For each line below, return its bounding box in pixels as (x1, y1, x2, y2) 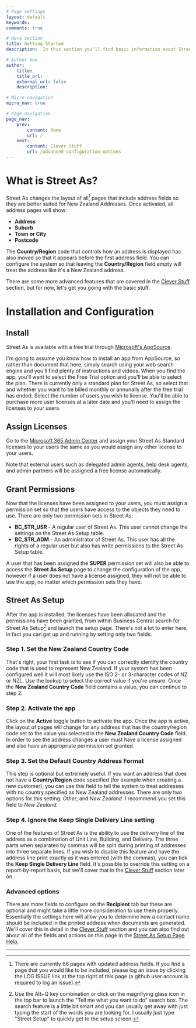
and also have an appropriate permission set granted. (6, 742, 135, 749)
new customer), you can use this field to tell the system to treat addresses (6, 783, 184, 790)
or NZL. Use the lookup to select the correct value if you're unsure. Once (6, 677, 181, 684)
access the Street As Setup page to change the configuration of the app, (6, 566, 182, 573)
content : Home (27, 127, 61, 133)
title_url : (16, 73, 43, 79)
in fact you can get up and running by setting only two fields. (6, 630, 152, 638)
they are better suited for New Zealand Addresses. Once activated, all (6, 200, 174, 208)
